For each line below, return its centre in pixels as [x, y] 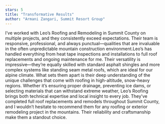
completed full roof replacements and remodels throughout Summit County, [82, 102]
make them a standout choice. [36, 118]
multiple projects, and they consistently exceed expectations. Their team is [82, 38]
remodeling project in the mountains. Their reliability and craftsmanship [78, 112]
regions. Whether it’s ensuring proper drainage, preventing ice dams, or [78, 86]
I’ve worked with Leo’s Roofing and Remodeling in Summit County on [76, 33]
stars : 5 [14, 10]
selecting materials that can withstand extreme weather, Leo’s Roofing [77, 91]
